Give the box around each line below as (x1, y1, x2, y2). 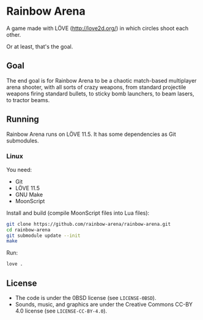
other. (6, 31, 21, 38)
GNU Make (15, 191, 43, 198)
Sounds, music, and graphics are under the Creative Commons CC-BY (15, 301, 193, 308)
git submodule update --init (6, 233, 81, 239)
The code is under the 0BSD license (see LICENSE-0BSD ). (15, 294, 157, 302)
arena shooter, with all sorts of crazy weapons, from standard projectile (6, 83, 186, 91)
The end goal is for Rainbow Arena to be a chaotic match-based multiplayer (6, 76, 197, 84)
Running (6, 114, 40, 125)
